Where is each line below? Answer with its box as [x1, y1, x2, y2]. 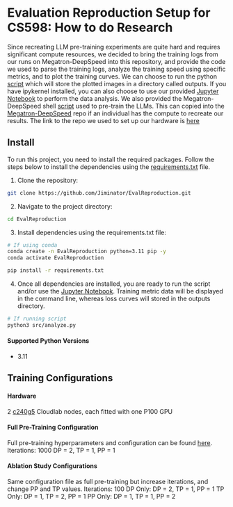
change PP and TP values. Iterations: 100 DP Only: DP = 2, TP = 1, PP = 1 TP [7, 485, 225, 493]
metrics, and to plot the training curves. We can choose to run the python [7, 72, 218, 81]
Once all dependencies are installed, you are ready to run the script [17, 280, 211, 288]
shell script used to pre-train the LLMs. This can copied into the [42, 102, 225, 110]
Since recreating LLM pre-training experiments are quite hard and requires [7, 42, 220, 51]
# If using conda [7, 241, 58, 248]
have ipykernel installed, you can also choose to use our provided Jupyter [7, 87, 219, 95]
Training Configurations [7, 372, 113, 384]
